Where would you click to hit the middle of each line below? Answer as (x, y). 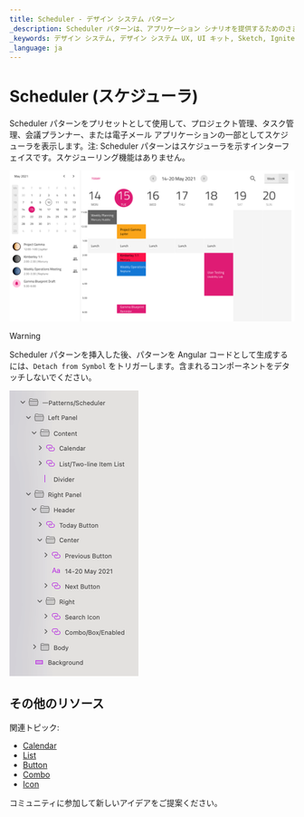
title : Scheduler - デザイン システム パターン (92, 19)
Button (35, 764)
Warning (25, 336)
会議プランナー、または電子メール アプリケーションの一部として (145, 135)
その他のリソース (57, 704)
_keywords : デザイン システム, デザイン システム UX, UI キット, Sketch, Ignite (152, 38)
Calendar (39, 745)
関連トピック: (35, 727)
